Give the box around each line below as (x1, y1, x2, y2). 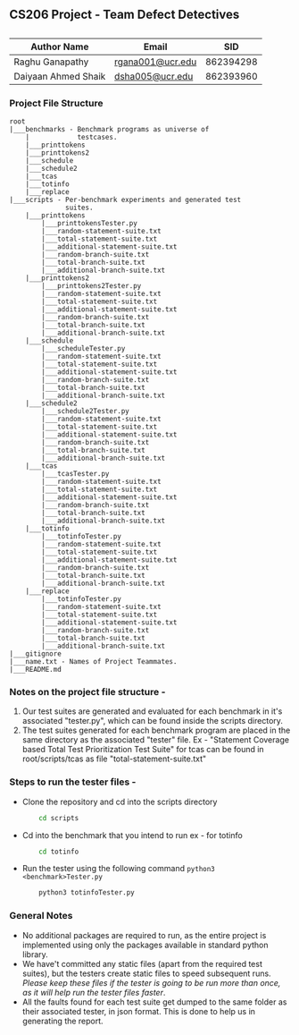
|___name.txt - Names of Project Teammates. (9, 657, 178, 666)
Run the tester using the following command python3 (21, 863, 216, 874)
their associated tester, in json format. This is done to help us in (21, 1005, 256, 1016)
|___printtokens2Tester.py (41, 282, 142, 291)
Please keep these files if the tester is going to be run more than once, (21, 977, 281, 988)
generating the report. (21, 1015, 104, 1026)
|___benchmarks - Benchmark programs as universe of (9, 125, 210, 134)
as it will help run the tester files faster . (21, 987, 166, 997)
